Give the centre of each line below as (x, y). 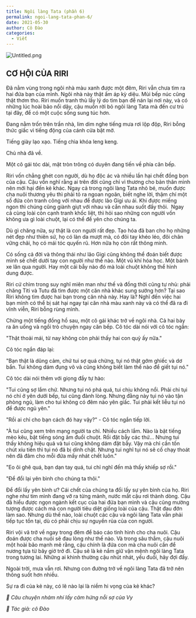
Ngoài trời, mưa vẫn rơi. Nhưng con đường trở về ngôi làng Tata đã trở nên (95, 568)
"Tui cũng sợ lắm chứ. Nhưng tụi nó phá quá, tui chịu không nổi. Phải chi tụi (97, 389)
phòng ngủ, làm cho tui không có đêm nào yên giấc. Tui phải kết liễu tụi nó (96, 402)
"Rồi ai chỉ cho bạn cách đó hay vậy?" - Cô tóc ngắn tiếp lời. (78, 420)
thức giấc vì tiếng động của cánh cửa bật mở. (61, 130)
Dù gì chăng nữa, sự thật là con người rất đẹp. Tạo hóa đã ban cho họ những (98, 230)
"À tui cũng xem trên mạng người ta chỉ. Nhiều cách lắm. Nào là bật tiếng (94, 431)
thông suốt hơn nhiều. (32, 575)
